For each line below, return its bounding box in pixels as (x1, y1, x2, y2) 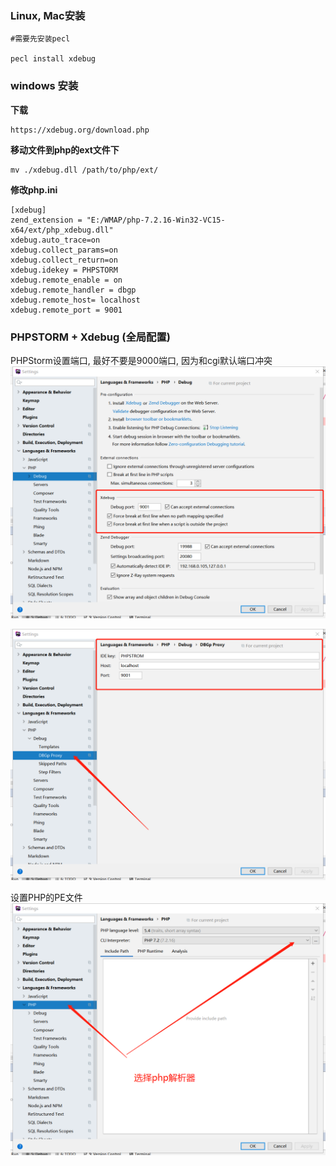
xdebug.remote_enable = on (10, 275, 123, 285)
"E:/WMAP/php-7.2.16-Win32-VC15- (86, 215, 226, 225)
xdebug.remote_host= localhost (10, 295, 141, 305)
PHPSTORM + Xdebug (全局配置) (10, 330, 172, 344)
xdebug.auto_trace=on (10, 235, 101, 245)
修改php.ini (10, 183, 58, 196)
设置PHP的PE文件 (10, 892, 83, 904)
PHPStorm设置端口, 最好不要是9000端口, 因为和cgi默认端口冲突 (10, 354, 273, 366)
